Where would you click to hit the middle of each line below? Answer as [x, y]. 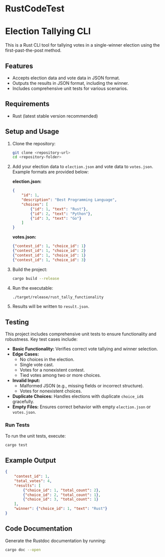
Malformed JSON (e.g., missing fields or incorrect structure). [82, 386]
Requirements [27, 104]
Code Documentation [39, 529]
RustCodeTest [35, 9]
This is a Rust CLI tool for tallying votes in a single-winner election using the [82, 45]
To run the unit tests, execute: [35, 436]
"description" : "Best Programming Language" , [69, 200]
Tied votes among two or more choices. [60, 375]
